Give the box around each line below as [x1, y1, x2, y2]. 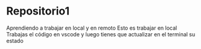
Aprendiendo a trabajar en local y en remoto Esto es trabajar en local [6, 24, 177, 31]
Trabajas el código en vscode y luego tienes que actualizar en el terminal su [6, 30, 196, 38]
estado [6, 37, 24, 44]
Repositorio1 [6, 4, 70, 18]
